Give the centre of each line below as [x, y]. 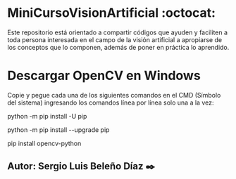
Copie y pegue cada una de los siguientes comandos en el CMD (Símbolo [114, 95]
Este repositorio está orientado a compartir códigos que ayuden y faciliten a [117, 32]
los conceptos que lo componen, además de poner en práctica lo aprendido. [118, 47]
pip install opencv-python [44, 143]
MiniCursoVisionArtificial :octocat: [112, 13]
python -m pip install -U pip [47, 116]
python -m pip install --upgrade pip [58, 130]
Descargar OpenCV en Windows [104, 76]
